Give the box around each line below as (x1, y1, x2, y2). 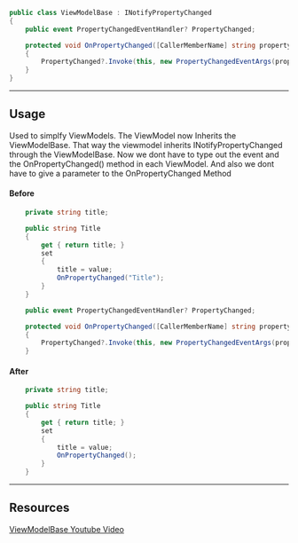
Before (9, 188, 35, 199)
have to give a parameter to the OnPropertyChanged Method (9, 168, 232, 178)
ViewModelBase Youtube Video (9, 523, 124, 534)
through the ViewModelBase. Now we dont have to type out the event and (9, 149, 279, 160)
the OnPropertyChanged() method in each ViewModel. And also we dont (9, 158, 275, 169)
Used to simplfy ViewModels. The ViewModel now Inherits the (9, 130, 237, 141)
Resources (9, 500, 70, 515)
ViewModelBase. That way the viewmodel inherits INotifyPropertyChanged (9, 139, 283, 150)
